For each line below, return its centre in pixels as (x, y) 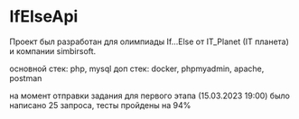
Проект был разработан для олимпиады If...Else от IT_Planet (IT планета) (149, 41)
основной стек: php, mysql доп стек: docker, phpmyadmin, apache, (137, 69)
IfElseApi (44, 17)
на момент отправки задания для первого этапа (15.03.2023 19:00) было (150, 96)
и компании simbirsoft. (53, 50)
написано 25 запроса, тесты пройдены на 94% (100, 105)
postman (26, 78)
